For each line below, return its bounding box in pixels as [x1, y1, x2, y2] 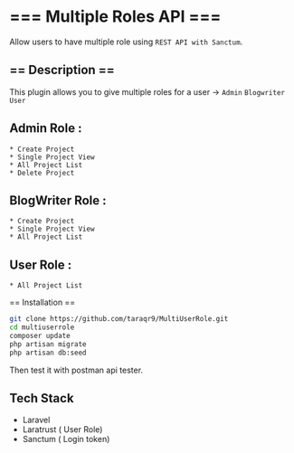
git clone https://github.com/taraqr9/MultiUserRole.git [9, 315, 229, 324]
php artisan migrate [9, 339, 88, 349]
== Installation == [9, 297, 76, 308]
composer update [9, 331, 71, 340]
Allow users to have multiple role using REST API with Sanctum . [9, 36, 243, 47]
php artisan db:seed [9, 348, 88, 357]
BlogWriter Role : [9, 193, 107, 208]
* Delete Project [9, 168, 75, 177]
